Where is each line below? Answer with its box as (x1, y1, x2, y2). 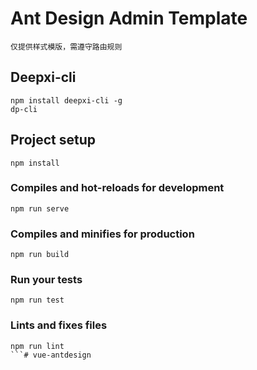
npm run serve (10, 203, 70, 214)
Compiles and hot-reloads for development (10, 181, 225, 195)
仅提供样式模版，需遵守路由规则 (10, 42, 123, 52)
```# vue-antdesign (10, 350, 92, 360)
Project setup (10, 132, 97, 149)
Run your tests (10, 273, 83, 287)
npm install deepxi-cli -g (10, 95, 123, 106)
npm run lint (10, 341, 65, 351)
